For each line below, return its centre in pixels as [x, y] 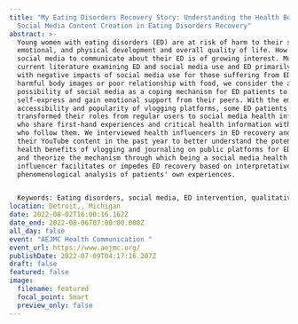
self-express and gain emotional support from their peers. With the [148, 100]
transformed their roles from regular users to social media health [146, 116]
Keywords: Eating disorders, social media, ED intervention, [133, 198]
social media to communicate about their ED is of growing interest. [148, 59]
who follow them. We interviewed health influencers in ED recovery [146, 133]
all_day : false [37, 231]
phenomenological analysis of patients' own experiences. [127, 174]
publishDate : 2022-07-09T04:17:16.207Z [83, 256]
